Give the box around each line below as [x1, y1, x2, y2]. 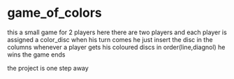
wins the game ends [7, 50, 66, 59]
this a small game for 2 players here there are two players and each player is [7, 28, 227, 36]
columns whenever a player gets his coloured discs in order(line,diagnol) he [7, 43, 226, 51]
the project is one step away [7, 64, 89, 72]
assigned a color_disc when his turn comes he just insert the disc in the [7, 35, 213, 43]
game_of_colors [7, 5, 103, 21]
